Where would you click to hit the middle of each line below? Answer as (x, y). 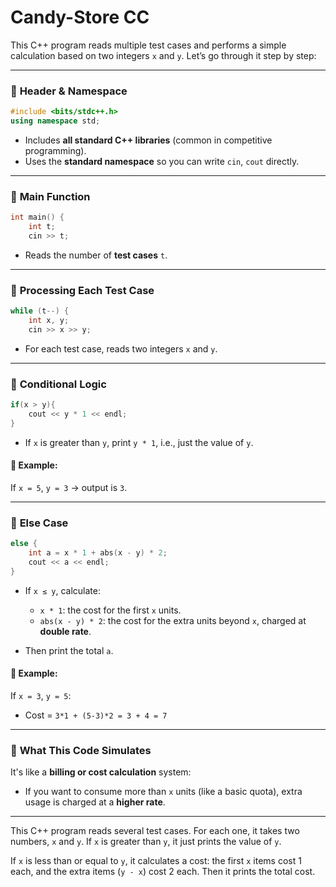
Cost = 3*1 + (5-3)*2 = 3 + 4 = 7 (96, 715)
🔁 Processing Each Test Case (82, 290)
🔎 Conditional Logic (58, 384)
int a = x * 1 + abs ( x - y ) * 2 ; (98, 553)
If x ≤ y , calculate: (63, 590)
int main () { (37, 217)
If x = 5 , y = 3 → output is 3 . (69, 487)
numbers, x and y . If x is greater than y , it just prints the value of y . (146, 842)
